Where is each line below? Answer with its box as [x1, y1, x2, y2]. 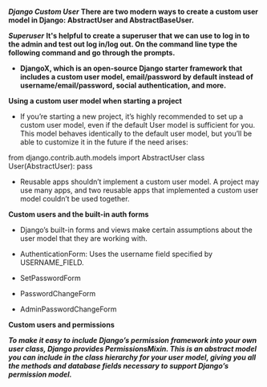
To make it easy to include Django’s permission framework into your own [8, 336, 257, 344]
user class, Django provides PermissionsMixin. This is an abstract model [8, 344, 257, 353]
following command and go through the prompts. [8, 48, 176, 57]
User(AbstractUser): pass [8, 161, 93, 171]
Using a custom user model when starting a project [8, 96, 182, 105]
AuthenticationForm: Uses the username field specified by [19, 249, 213, 259]
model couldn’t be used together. [19, 194, 130, 203]
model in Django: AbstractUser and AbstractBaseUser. [8, 15, 195, 25]
